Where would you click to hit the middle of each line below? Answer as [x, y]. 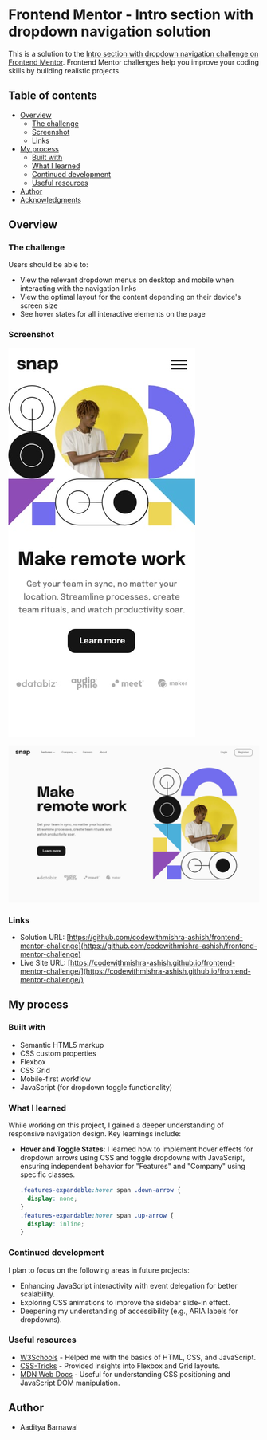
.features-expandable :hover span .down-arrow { [100, 1190]
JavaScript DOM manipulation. [70, 1383]
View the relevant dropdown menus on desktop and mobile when [126, 280]
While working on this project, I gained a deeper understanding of [116, 1125]
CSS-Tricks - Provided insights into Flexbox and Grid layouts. [120, 1366]
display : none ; [53, 1198]
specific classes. [47, 1174]
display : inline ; [56, 1224]
